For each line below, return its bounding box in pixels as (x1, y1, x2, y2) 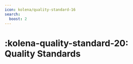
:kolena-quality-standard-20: (4, 37, 129, 49)
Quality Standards (4, 48, 81, 59)
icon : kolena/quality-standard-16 (4, 7, 76, 12)
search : (4, 12, 21, 17)
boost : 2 (9, 16, 27, 21)
